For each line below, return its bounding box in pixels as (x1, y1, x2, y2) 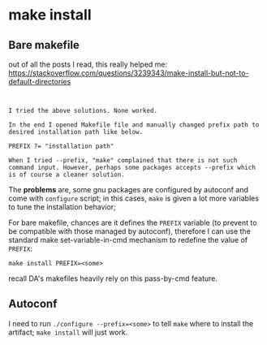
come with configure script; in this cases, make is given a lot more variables (8, 193, 260, 203)
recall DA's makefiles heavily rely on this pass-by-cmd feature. (8, 274, 217, 283)
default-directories (8, 77, 71, 86)
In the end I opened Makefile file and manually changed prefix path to (8, 121, 260, 129)
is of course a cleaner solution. (8, 170, 126, 179)
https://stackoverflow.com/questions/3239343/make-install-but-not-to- (8, 68, 249, 78)
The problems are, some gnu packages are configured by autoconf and (8, 185, 249, 194)
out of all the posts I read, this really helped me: (8, 59, 168, 69)
